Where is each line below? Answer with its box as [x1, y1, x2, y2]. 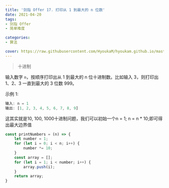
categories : [5, 35, 30, 40]
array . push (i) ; [23, 164, 55, 169]
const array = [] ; [14, 155, 53, 160]
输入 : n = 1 [5, 101, 29, 106]
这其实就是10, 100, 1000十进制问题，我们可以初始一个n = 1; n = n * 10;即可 [5, 115, 158, 121]
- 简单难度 [5, 26, 25, 31]
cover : [5, 49, 19, 54]
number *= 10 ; [23, 146, 53, 151]
